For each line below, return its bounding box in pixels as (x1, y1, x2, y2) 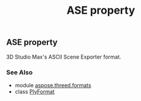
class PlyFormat (14, 88, 55, 95)
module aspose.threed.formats (14, 81, 92, 88)
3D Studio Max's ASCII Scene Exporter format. (6, 53, 122, 60)
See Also (6, 68, 33, 76)
